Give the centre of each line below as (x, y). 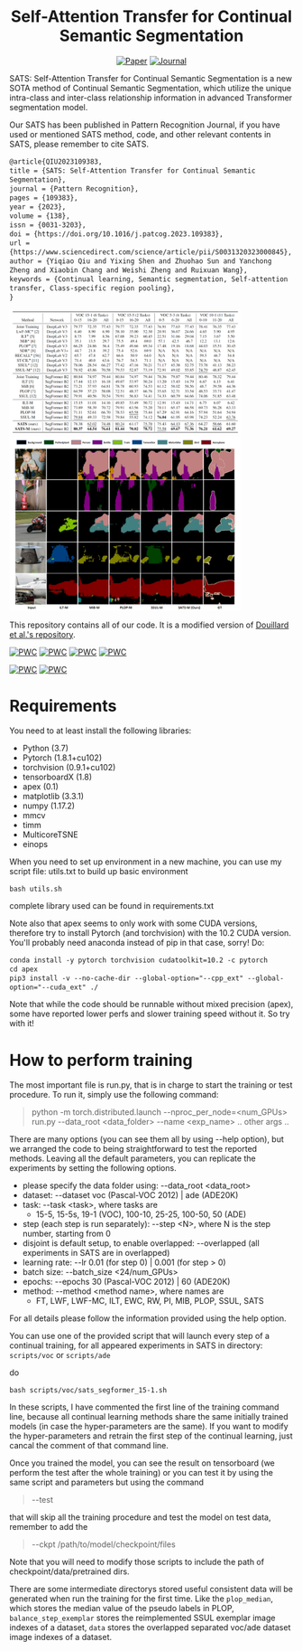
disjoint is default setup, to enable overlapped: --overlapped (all (141, 1243)
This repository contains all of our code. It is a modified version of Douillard (149, 625)
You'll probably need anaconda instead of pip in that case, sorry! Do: (137, 943)
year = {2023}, (38, 207)
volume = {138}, (40, 216)
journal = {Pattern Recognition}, (74, 189)
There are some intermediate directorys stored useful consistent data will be (151, 1590)
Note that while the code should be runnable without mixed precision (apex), (151, 1005)
